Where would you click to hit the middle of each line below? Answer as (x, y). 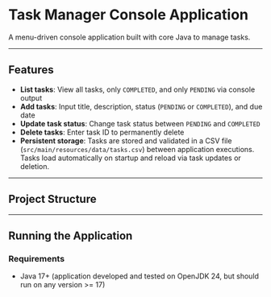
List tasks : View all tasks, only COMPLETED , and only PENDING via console (138, 89)
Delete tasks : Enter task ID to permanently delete (102, 132)
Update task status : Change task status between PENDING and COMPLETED (140, 123)
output (31, 97)
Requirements (37, 258)
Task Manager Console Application (128, 15)
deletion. (35, 166)
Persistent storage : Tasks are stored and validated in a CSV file (126, 140)
